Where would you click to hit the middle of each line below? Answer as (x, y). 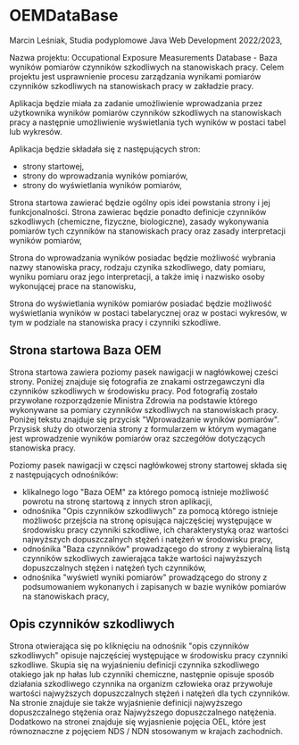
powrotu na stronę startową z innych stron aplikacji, (117, 501)
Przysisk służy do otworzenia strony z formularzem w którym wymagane (143, 428)
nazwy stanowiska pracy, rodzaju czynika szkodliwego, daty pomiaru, (137, 267)
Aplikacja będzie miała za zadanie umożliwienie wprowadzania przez (136, 103)
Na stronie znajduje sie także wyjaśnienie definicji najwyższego (126, 702)
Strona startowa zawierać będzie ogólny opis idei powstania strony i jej (140, 203)
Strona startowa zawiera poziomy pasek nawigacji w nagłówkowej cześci (144, 372)
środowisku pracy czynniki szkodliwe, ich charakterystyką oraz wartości (155, 530)
